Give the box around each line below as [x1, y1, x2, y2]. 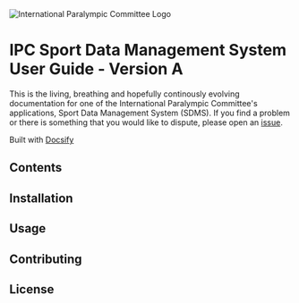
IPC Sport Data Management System [9, 40, 287, 61]
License [9, 282, 55, 297]
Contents [9, 160, 63, 175]
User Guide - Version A [9, 59, 184, 80]
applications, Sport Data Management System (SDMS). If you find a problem [9, 107, 291, 118]
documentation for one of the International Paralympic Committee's [9, 97, 258, 108]
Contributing [9, 251, 82, 266]
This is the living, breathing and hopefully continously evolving [9, 88, 240, 99]
